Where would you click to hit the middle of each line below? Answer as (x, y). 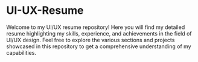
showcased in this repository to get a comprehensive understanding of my (99, 46)
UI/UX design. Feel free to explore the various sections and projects (91, 40)
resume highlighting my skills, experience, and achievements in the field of (99, 33)
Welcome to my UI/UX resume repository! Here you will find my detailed (96, 27)
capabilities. (21, 52)
